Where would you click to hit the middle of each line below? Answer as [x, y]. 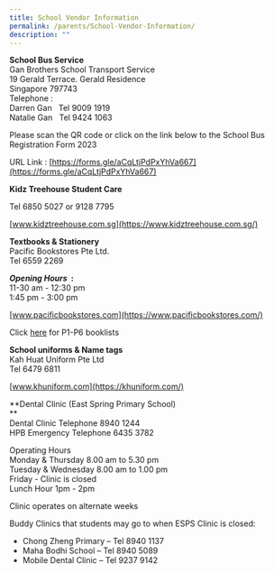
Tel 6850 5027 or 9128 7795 [62, 207]
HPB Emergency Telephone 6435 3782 [82, 433]
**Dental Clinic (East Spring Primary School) [93, 404]
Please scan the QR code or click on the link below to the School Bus [137, 135]
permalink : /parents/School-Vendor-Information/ [102, 26]
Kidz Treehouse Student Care [66, 189]
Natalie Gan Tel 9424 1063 [61, 117]
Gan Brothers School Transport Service [82, 69]
